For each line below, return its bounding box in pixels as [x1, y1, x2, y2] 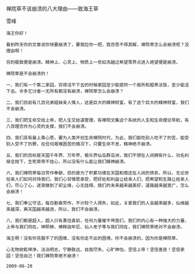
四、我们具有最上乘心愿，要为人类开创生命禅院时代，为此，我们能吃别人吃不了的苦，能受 [6, 135, 189, 141]
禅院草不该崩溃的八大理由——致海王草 [6, 5, 98, 12]
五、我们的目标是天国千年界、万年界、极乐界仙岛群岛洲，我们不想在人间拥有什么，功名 [6, 153, 185, 158]
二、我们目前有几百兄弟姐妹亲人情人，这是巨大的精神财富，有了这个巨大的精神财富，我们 [6, 100, 189, 106]
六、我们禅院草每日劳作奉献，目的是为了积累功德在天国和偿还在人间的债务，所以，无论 [6, 170, 185, 176]
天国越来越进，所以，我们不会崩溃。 [28, 207, 102, 212]
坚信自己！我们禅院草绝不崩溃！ [14, 253, 81, 259]
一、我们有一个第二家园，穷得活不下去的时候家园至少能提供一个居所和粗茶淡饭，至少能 [6, 82, 185, 88]
